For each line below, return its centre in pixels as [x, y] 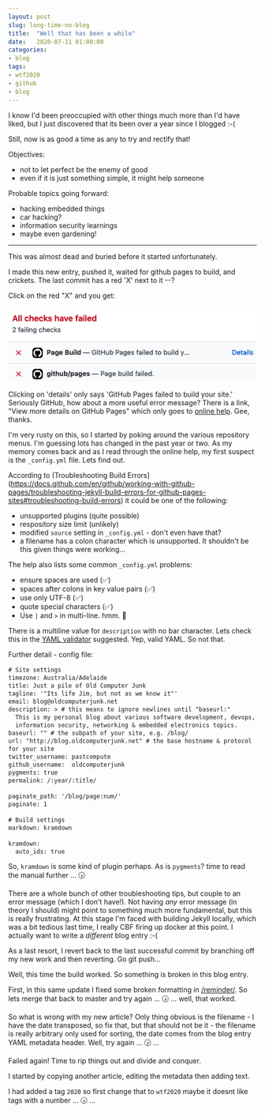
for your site [32, 749]
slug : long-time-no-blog [49, 25]
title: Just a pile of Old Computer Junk [77, 686]
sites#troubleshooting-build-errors [65, 500]
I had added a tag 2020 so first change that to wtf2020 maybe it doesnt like [128, 1091]
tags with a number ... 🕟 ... [52, 1100]
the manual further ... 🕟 [47, 875]
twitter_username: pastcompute [60, 757]
